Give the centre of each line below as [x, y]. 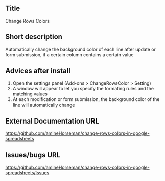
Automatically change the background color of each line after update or [80, 49]
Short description [34, 37]
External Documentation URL [52, 121]
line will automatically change [44, 105]
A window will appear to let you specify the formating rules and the [83, 89]
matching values [30, 94]
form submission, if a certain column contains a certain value [69, 55]
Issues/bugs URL [33, 155]
